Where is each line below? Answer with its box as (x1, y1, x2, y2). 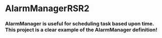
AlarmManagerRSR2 (5, 3, 90, 14)
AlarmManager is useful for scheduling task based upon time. (5, 20, 154, 27)
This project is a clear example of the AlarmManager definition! (5, 26, 158, 33)
